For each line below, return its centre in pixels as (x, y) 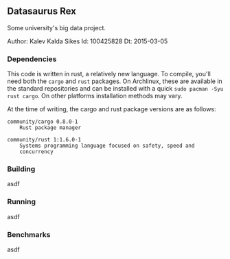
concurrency (36, 152)
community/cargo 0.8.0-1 (43, 122)
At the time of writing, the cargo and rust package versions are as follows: (112, 109)
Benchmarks (29, 234)
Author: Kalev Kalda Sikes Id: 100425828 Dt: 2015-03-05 (88, 41)
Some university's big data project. (57, 27)
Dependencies (32, 59)
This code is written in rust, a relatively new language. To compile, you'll (109, 74)
